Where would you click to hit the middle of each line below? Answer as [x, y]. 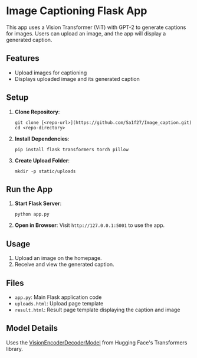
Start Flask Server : [38, 204]
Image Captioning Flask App [77, 11]
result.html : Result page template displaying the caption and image [97, 310]
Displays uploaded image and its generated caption [77, 79]
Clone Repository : [37, 112]
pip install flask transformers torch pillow [71, 149]
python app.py [32, 214]
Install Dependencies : [42, 139]
